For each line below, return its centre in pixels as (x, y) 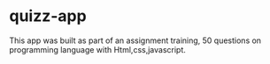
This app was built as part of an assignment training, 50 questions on (135, 40)
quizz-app (48, 16)
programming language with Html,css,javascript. (97, 49)
